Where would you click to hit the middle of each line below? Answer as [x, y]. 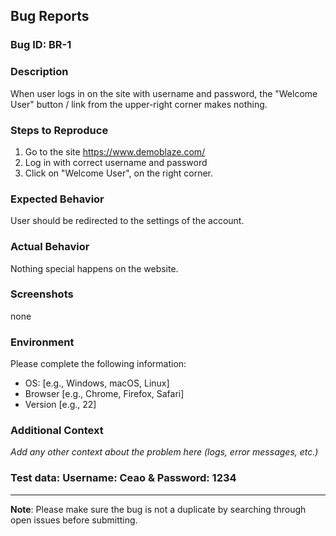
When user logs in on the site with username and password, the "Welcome [164, 93]
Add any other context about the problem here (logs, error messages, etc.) [164, 452]
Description [39, 72]
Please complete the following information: [98, 364]
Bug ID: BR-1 [41, 45]
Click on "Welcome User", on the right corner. [119, 173]
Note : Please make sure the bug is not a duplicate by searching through [158, 509]
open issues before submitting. [74, 520]
